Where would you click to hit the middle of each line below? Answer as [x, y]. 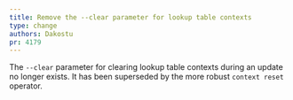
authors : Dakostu [41, 34]
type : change [33, 26]
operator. [26, 86]
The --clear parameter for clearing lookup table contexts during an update [146, 67]
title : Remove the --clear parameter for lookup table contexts [131, 17]
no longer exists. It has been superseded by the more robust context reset [146, 77]
